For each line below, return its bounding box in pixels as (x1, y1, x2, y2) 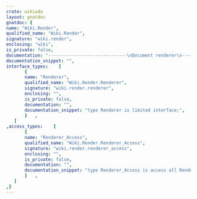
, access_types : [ (6, 124, 57, 130)
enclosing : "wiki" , (6, 42, 54, 48)
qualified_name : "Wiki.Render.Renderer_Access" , (24, 140, 145, 146)
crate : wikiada (6, 8, 43, 15)
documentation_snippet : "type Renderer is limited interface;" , (24, 107, 185, 113)
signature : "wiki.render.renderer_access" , (24, 145, 133, 151)
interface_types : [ (6, 63, 62, 69)
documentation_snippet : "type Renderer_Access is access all (24, 167, 177, 174)
